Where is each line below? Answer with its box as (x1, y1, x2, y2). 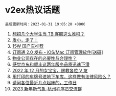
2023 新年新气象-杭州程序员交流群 (12, 86, 82, 92)
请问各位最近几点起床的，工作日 (12, 79, 77, 85)
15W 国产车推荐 (12, 43, 44, 49)
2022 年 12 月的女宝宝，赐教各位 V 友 (12, 67, 88, 73)
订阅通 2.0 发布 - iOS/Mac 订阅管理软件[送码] (12, 49, 103, 55)
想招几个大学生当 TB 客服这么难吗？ (12, 31, 85, 37)
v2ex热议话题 (5, 4, 60, 16)
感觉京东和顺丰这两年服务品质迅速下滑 (12, 61, 90, 67)
